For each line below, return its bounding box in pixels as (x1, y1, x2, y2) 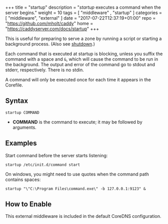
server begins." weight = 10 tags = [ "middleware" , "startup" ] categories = (5, 10, 162, 16)
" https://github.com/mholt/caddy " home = (5, 20, 94, 26)
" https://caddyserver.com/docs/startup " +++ (5, 26, 100, 32)
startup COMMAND (5, 110, 39, 115)
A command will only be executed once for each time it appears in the (5, 77, 151, 82)
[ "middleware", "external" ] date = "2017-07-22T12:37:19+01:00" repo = (5, 15, 156, 21)
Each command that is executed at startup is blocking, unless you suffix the (5, 51, 163, 57)
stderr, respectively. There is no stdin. (5, 67, 85, 73)
